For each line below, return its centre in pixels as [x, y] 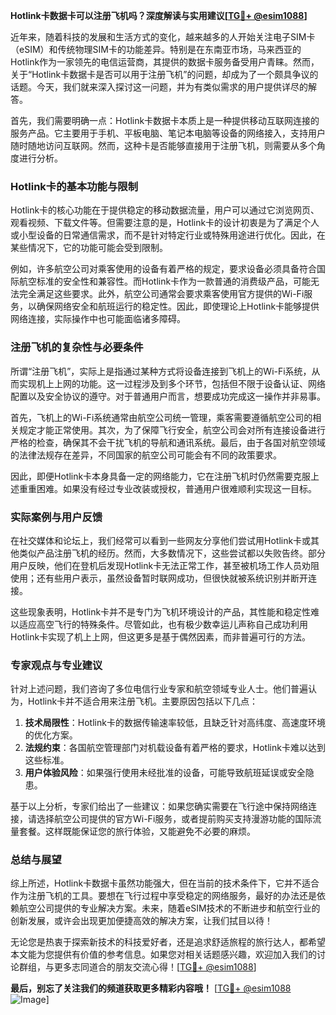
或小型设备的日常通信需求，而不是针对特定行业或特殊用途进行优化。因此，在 [168, 235]
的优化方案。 [51, 735]
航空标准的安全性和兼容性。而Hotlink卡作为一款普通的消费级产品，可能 [165, 281]
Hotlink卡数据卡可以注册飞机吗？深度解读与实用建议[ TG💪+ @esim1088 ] [159, 15]
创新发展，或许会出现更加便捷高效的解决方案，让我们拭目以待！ [141, 921]
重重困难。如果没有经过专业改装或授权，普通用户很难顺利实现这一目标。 [167, 488]
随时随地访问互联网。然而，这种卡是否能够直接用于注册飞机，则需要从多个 [163, 145]
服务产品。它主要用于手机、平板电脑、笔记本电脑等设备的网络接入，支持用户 [168, 133]
